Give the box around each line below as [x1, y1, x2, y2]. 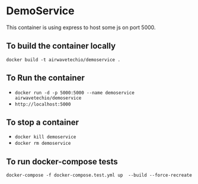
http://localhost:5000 [14, 101, 71, 107]
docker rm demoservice [14, 141, 71, 147]
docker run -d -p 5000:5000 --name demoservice [14, 90, 135, 96]
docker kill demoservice [14, 134, 76, 140]
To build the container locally [6, 41, 116, 51]
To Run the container [6, 73, 85, 83]
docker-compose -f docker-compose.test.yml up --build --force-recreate [6, 172, 193, 179]
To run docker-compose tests [6, 156, 119, 167]
